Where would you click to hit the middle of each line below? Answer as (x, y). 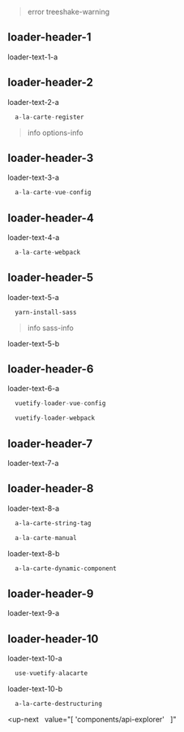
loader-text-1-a (33, 57)
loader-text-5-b (34, 343)
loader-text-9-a (34, 613)
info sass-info (50, 328)
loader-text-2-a (33, 102)
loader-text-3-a (34, 177)
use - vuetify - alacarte (51, 673)
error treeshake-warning (68, 12)
